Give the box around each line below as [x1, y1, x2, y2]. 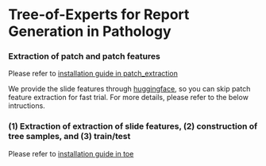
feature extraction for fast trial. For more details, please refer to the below [8, 93, 249, 102]
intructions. [8, 101, 45, 110]
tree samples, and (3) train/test [8, 131, 131, 142]
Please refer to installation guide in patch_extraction [8, 69, 179, 79]
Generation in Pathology [8, 22, 172, 41]
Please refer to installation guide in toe [8, 149, 134, 158]
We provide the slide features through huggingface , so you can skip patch [8, 84, 251, 94]
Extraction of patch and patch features [8, 51, 160, 62]
